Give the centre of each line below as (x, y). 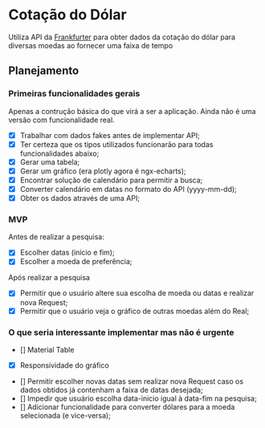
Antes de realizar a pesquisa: (56, 237)
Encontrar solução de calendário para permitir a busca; (111, 180)
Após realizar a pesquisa (49, 278)
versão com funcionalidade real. (61, 120)
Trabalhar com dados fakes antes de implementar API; (110, 135)
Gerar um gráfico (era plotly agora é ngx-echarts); (103, 171)
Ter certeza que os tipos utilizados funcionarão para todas (116, 144)
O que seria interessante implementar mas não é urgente (121, 332)
